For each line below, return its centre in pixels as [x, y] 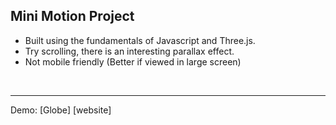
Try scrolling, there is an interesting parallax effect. [129, 51]
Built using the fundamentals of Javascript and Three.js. [140, 40]
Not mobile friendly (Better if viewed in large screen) [133, 61]
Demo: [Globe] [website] [61, 110]
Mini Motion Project [72, 16]
